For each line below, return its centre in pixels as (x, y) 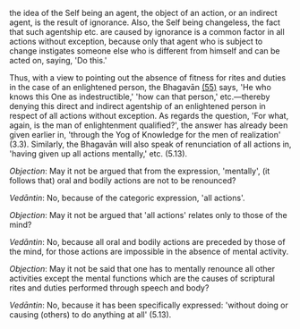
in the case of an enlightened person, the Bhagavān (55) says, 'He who (140, 87)
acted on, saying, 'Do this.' (58, 60)
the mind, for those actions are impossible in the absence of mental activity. (149, 251)
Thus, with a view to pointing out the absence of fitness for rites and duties (148, 78)
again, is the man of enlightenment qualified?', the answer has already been (149, 125)
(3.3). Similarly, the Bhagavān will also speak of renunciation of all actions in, (150, 144)
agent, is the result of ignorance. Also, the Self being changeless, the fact (145, 22)
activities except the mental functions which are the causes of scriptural (142, 278)
